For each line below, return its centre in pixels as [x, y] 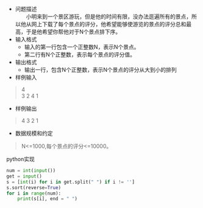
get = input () [24, 176]
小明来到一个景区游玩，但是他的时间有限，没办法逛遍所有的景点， [109, 16]
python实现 [20, 159]
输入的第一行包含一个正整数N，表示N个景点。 [82, 47]
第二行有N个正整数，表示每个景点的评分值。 [80, 54]
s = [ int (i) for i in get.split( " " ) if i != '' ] [71, 182]
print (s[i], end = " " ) [48, 199]
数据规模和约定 [34, 133]
